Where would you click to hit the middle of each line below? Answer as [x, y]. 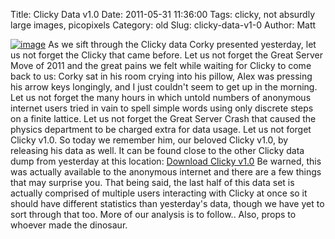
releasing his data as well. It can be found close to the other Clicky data [157, 150]
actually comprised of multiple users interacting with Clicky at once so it [159, 193]
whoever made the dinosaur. [69, 225]
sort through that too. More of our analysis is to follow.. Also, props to [153, 214]
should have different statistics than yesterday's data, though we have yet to [167, 203]
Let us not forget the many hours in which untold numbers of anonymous [161, 97]
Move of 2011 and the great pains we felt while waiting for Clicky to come [161, 65]
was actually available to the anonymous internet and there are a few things [166, 172]
